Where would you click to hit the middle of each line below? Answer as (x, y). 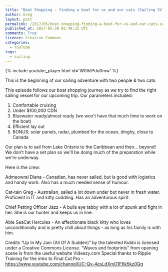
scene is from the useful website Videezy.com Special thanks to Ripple (78, 253)
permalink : (16, 24)
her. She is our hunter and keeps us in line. (49, 213)
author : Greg (19, 15)
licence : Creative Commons (33, 38)
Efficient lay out (28, 126)
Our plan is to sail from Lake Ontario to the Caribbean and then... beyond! (80, 147)
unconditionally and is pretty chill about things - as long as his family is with (83, 228)
